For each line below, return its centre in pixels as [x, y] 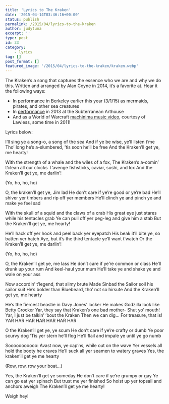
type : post [17, 38]
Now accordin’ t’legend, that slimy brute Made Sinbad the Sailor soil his [79, 284]
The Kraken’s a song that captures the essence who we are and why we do [83, 81]
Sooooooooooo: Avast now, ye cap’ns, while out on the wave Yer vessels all [84, 346]
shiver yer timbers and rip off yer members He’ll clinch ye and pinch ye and [83, 198]
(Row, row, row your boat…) [34, 366]
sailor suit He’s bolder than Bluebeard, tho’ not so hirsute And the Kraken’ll [82, 290]
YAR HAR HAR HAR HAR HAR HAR [41, 321]
